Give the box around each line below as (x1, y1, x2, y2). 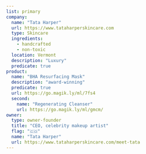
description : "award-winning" (11, 80, 85, 85)
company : (6, 14, 28, 20)
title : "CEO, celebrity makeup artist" (11, 123, 109, 129)
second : (11, 95, 30, 101)
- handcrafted (16, 42, 51, 47)
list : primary (6, 8, 41, 15)
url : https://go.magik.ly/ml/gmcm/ (16, 107, 104, 112)
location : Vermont (11, 52, 57, 58)
